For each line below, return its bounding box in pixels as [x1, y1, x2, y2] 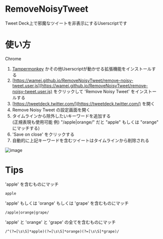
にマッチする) [12, 125, 40, 131]
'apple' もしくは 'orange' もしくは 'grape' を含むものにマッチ [5, 200, 129, 206]
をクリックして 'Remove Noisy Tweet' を [53, 88, 136, 94]
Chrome [5, 55, 22, 62]
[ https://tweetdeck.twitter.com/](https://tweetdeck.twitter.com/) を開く [12, 100, 155, 106]
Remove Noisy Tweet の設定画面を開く [12, 107, 91, 113]
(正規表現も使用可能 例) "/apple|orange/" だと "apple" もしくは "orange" [12, 119, 159, 125]
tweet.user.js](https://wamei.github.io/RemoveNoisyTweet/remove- [12, 82, 148, 89]
